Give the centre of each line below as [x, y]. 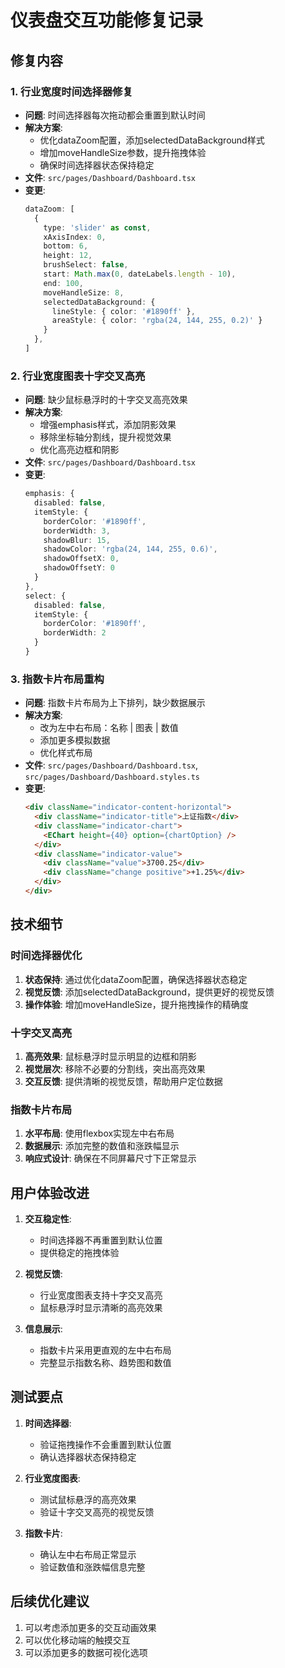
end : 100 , [63, 283]
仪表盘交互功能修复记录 [107, 20]
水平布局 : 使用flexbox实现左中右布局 [99, 1133]
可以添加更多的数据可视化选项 [86, 1652]
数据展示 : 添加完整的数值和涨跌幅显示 [102, 1146]
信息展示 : [43, 1329]
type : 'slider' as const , [97, 227]
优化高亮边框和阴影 [79, 450]
